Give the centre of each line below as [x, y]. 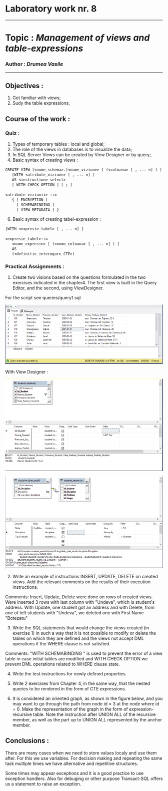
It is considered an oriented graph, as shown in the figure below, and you [87, 698]
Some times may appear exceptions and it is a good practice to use [74, 773]
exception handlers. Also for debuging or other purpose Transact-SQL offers [84, 778]
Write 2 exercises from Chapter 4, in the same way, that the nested [81, 683]
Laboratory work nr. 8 [51, 9]
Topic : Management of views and [77, 38]
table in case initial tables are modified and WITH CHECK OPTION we [76, 658]
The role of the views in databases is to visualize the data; [72, 149]
